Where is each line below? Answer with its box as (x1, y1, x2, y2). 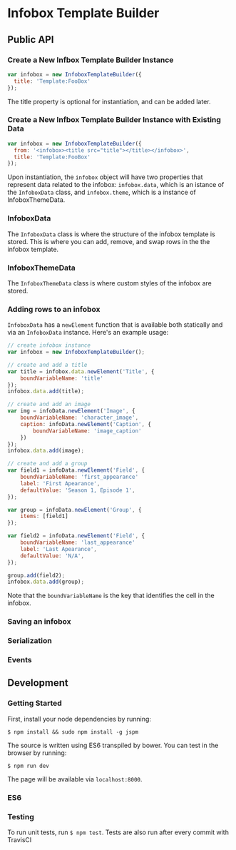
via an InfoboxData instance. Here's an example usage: (7, 328, 169, 337)
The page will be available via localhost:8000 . (7, 774, 143, 783)
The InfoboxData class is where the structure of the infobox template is (7, 230, 215, 238)
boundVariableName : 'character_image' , (20, 414, 139, 422)
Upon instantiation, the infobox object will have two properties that (7, 173, 203, 181)
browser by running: (7, 748, 67, 757)
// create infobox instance (7, 342, 91, 349)
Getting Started (7, 698, 62, 708)
